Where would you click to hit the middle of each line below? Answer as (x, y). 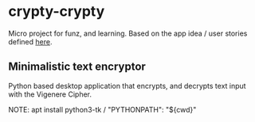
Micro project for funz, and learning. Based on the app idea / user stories (128, 33)
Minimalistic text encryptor (77, 67)
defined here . (30, 41)
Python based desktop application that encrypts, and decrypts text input (127, 86)
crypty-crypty (57, 11)
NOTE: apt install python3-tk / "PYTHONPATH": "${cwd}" (102, 109)
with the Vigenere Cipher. (50, 94)
